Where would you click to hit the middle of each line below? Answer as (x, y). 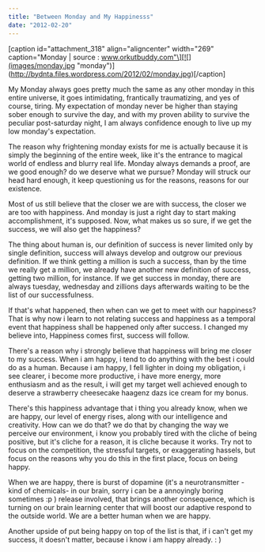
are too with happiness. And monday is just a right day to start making (122, 212)
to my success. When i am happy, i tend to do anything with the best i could (131, 359)
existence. (25, 188)
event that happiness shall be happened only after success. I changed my (128, 327)
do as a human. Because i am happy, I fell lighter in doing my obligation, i (127, 367)
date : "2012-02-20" (40, 25)
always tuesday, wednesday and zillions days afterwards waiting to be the (129, 286)
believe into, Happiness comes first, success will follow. (99, 335)
